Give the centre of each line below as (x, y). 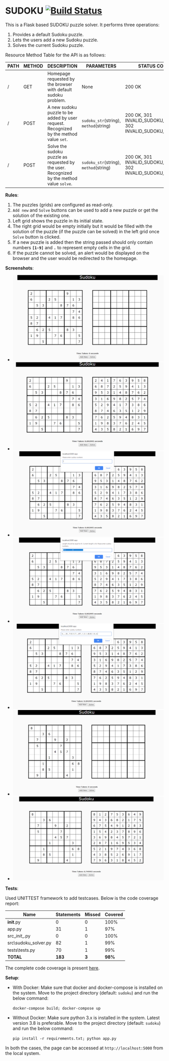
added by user (62, 118)
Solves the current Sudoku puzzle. (48, 45)
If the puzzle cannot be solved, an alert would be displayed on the (81, 253)
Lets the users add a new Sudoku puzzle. (55, 40)
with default (60, 89)
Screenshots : (20, 268)
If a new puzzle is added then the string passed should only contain (83, 242)
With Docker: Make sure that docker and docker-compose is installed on (88, 987)
